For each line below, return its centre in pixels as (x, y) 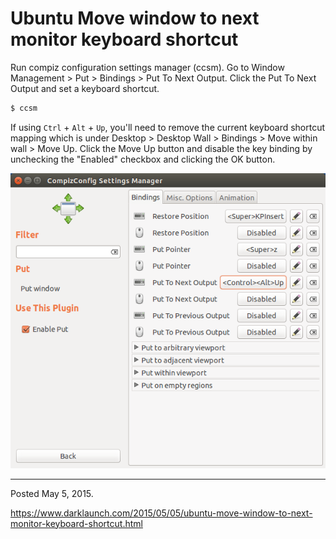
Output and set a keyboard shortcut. (85, 88)
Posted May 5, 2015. (52, 493)
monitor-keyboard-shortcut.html (76, 523)
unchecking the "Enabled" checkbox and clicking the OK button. (143, 159)
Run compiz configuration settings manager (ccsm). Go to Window (147, 67)
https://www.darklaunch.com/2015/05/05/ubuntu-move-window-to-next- (161, 513)
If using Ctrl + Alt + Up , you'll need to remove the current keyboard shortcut (168, 127)
